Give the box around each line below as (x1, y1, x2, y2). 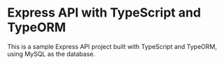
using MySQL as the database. (7, 50, 96, 58)
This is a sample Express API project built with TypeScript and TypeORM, (7, 42, 218, 50)
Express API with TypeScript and (7, 5, 201, 21)
